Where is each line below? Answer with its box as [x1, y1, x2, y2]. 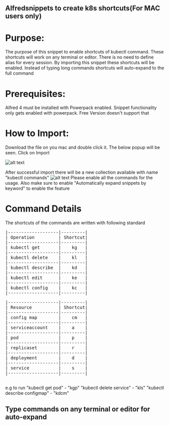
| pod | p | [5, 335, 88, 341]
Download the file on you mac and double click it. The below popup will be [5, 144, 160, 150]
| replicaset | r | [5, 345, 88, 351]
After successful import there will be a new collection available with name [5, 169, 158, 176]
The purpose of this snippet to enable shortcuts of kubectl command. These [5, 49, 164, 55]
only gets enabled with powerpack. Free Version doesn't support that [5, 110, 149, 116]
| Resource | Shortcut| [5, 305, 88, 310]
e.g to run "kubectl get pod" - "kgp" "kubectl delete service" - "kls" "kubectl [5, 385, 164, 391]
